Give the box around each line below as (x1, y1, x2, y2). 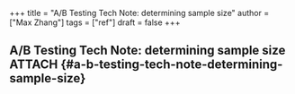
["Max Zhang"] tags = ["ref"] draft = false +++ (9, 17, 181, 28)
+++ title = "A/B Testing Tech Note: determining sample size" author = (9, 8, 270, 18)
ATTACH (9, 57, 58, 73)
